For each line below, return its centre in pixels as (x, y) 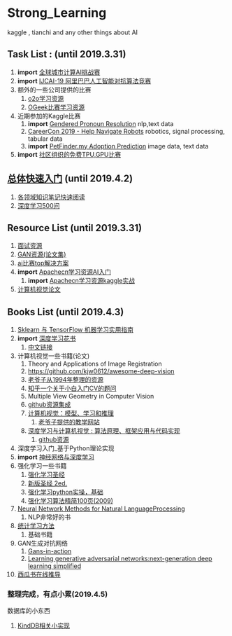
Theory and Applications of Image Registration (95, 364)
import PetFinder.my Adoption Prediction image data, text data (118, 146)
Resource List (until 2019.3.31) (74, 228)
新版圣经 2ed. (48, 483)
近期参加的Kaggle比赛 (49, 116)
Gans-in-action (50, 551)
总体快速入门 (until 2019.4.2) (70, 179)
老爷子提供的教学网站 (69, 422)
